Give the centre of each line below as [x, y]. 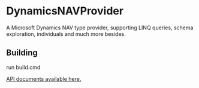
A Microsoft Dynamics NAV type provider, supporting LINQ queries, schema [100, 28]
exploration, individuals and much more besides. [66, 34]
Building [22, 53]
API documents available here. [44, 78]
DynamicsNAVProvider [65, 11]
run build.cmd [23, 67]
